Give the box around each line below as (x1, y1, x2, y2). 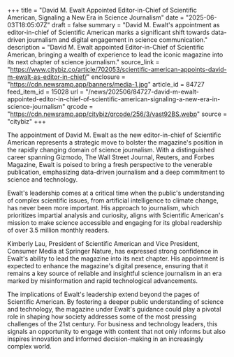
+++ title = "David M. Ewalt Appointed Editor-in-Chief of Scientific (7, 6, 197, 14)
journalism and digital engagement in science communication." (27, 36, 208, 44)
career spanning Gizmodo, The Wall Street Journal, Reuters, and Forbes (7, 153, 214, 161)
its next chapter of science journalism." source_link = (7, 58, 160, 66)
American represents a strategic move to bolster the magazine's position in (7, 138, 224, 146)
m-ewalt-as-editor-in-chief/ (7, 73, 87, 81)
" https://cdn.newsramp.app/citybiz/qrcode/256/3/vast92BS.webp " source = (7, 110, 228, 118)
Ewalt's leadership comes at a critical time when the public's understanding (7, 189, 225, 197)
